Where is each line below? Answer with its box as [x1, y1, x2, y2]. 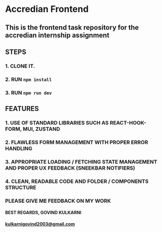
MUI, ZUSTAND [23, 125, 60, 132]
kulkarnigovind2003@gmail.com [5, 221, 75, 227]
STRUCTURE [5, 184, 36, 191]
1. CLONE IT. [5, 62, 36, 69]
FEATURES [5, 105, 39, 113]
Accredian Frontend [5, 3, 89, 15]
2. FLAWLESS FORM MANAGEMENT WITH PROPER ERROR [5, 139, 149, 146]
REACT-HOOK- [109, 119, 147, 126]
